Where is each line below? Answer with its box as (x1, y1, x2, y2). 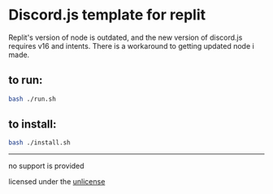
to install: (8, 118, 57, 131)
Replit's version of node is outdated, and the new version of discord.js (8, 32, 243, 42)
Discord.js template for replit (8, 6, 206, 24)
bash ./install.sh (8, 139, 71, 147)
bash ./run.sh (8, 95, 57, 103)
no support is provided (8, 161, 84, 171)
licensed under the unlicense (8, 177, 106, 187)
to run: (8, 73, 43, 87)
